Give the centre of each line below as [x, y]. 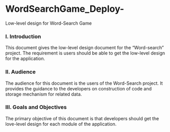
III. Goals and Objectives [36, 107]
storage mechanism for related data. [44, 94]
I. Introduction [23, 36]
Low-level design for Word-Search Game [49, 23]
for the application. [25, 59]
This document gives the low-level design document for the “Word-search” [84, 48]
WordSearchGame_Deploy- [65, 9]
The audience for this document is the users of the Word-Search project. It [84, 83]
